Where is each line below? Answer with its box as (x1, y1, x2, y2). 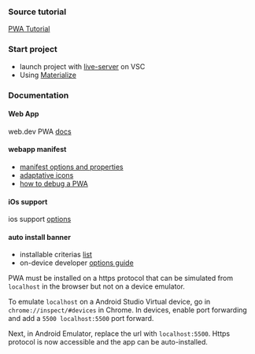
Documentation (8, 90, 69, 101)
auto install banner (8, 232, 71, 242)
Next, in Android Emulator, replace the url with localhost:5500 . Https (8, 329, 231, 338)
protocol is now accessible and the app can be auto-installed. (8, 337, 209, 347)
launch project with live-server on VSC (19, 61, 146, 71)
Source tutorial (8, 6, 67, 17)
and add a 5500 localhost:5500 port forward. (8, 314, 154, 323)
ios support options (8, 215, 72, 224)
